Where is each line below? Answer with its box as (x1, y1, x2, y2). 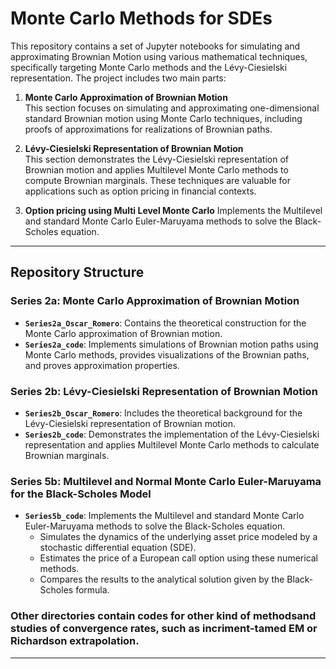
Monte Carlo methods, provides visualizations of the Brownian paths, (24, 348, 310, 361)
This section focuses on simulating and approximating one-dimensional (24, 102, 320, 114)
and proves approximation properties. (24, 359, 180, 371)
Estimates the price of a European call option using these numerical (39, 552, 319, 564)
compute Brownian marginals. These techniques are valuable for (24, 174, 291, 186)
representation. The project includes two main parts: (10, 72, 227, 84)
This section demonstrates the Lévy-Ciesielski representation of (24, 153, 290, 165)
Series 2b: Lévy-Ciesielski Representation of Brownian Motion (10, 384, 318, 398)
